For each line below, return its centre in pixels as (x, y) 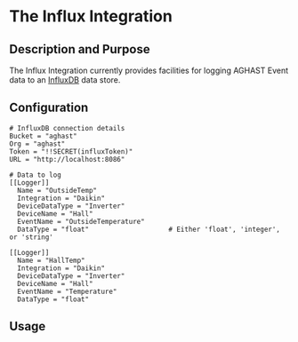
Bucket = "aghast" (43, 136)
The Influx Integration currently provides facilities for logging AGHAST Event (149, 70)
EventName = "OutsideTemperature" (81, 221)
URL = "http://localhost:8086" (67, 159)
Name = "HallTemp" (52, 260)
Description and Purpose (80, 49)
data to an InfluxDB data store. (65, 80)
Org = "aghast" (37, 144)
